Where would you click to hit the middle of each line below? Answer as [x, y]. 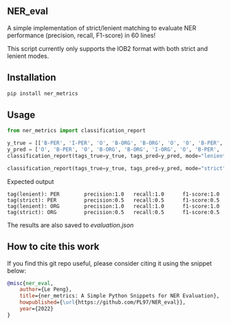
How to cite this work [53, 247]
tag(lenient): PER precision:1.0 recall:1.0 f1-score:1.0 [113, 194]
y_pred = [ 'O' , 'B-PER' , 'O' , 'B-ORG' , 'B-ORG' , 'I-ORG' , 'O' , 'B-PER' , [113, 150]
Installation [32, 77]
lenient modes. [28, 56]
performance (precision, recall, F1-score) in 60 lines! [81, 35]
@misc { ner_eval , [30, 283]
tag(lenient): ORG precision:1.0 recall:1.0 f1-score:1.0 [113, 206]
